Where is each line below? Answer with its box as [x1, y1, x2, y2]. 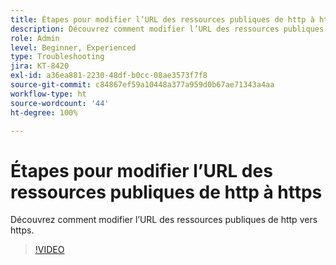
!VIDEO [34, 244, 65, 256]
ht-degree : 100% [10, 107, 78, 118]
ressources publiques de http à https [10, 181, 323, 203]
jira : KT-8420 [10, 61, 70, 71]
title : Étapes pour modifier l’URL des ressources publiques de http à [10, 14, 315, 25]
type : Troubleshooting [10, 52, 105, 62]
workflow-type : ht [10, 89, 87, 99]
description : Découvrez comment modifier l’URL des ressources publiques [10, 24, 325, 34]
